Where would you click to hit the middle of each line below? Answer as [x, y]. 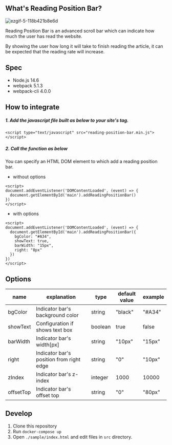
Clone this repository [35, 426]
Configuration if [55, 323]
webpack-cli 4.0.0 [32, 91]
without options [29, 177]
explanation [61, 297]
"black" [125, 312]
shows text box [54, 330]
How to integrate [33, 107]
